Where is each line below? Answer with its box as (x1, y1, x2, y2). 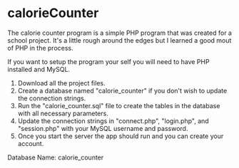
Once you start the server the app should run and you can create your (17, 132, 224, 140)
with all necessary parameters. (17, 109, 108, 117)
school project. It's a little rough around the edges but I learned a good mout (7, 36, 232, 44)
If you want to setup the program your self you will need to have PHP (7, 57, 210, 65)
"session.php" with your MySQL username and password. (17, 124, 188, 132)
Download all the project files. (17, 78, 106, 87)
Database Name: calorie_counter (7, 153, 104, 162)
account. (17, 139, 44, 147)
